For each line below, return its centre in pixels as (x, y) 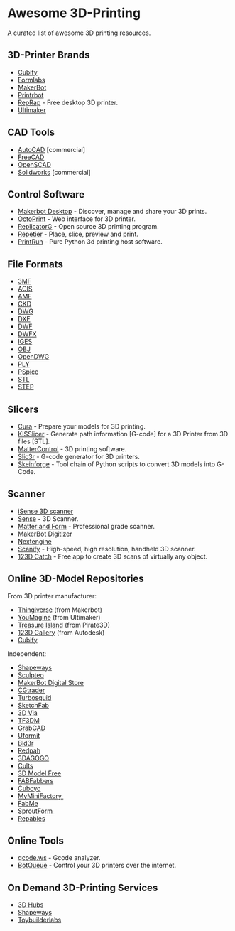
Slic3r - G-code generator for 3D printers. (79, 457)
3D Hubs (31, 905)
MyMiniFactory (40, 796)
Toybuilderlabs (39, 920)
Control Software (46, 194)
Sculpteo (31, 675)
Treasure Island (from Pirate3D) (64, 625)
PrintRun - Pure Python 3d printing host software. (90, 242)
